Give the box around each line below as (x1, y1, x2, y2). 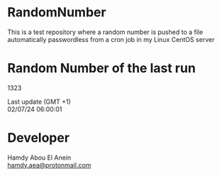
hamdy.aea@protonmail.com (7, 160, 91, 169)
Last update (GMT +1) (7, 97, 71, 106)
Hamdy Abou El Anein (7, 153, 72, 162)
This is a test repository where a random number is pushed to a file (7, 28, 204, 36)
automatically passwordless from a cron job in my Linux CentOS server (7, 35, 215, 43)
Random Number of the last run (7, 60, 196, 77)
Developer (7, 130, 70, 146)
